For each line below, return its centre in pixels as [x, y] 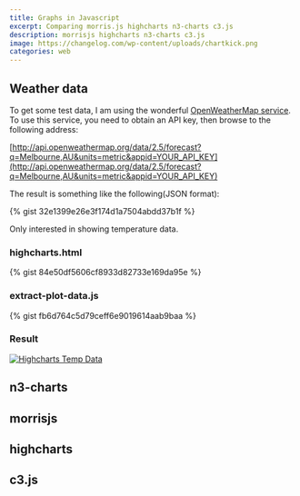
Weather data [49, 89]
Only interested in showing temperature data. [94, 229]
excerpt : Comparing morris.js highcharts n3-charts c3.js [121, 26]
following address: [44, 129]
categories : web [40, 52]
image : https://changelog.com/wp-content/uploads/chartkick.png [134, 43]
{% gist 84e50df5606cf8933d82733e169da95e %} [105, 273]
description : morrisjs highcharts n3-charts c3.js [107, 35]
